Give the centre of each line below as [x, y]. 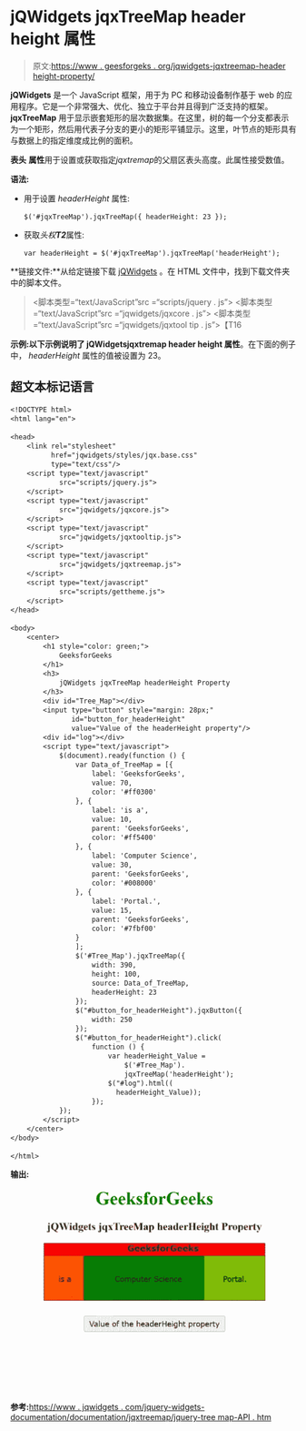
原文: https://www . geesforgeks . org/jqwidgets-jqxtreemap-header [159, 66]
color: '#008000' [124, 883]
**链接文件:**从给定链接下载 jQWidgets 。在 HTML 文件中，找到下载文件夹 [150, 271]
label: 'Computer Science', [144, 856]
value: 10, [112, 819]
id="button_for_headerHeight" [128, 719]
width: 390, [114, 965]
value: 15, [112, 910]
